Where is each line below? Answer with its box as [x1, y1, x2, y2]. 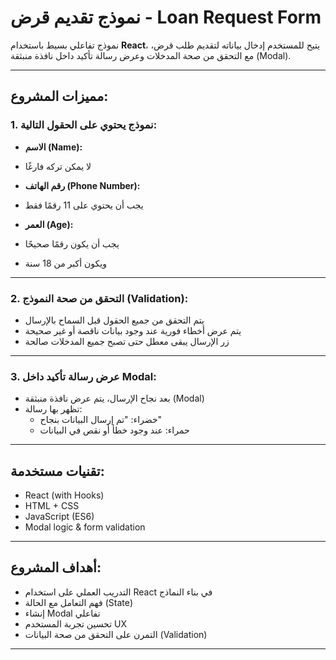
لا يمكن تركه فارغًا [24, 160, 92, 172]
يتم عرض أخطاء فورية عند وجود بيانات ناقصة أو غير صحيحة [24, 324, 242, 336]
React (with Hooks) [24, 489, 105, 501]
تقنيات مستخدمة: [10, 462, 105, 480]
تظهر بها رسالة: [24, 403, 83, 415]
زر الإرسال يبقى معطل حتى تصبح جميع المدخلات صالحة [24, 335, 230, 347]
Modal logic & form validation [24, 521, 146, 533]
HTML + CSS [24, 500, 80, 512]
